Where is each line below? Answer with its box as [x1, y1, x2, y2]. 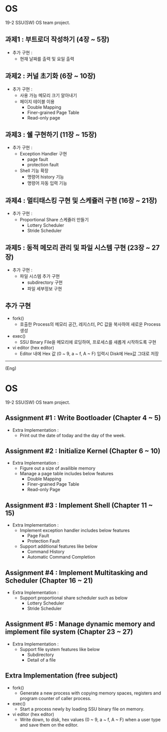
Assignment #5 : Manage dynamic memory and [5, 620, 156, 629]
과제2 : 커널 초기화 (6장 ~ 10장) [5, 72, 96, 80]
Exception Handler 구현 [19, 151, 67, 157]
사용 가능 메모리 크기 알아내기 [19, 92, 77, 98]
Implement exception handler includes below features [19, 528, 130, 534]
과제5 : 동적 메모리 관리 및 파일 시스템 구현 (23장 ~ [5, 243, 151, 252]
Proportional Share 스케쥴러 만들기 [19, 217, 89, 223]
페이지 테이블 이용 [19, 98, 55, 104]
